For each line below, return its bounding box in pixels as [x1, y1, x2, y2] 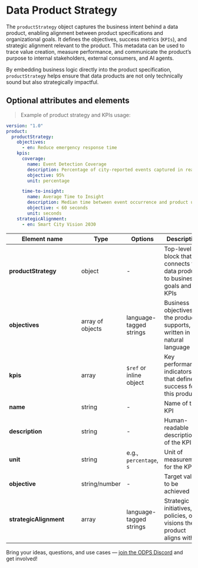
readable [164, 423, 189, 431]
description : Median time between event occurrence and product [27, 199, 189, 206]
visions [164, 518, 184, 527]
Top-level [164, 245, 192, 253]
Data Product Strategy [6, 4, 118, 17]
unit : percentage [27, 178, 70, 184]
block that [164, 252, 192, 260]
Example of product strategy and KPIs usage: [20, 111, 131, 118]
